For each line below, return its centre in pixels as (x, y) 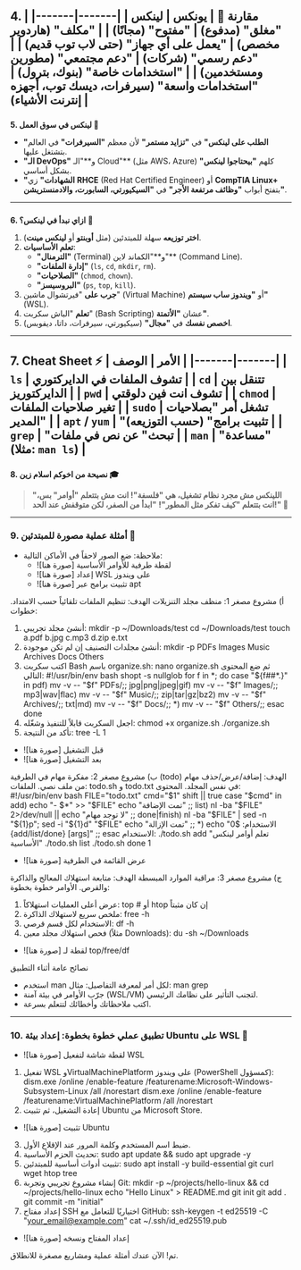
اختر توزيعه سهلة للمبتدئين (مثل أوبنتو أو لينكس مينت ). (112, 238)
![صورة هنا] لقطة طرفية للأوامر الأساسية (104, 565)
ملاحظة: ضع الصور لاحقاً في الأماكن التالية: (93, 555)
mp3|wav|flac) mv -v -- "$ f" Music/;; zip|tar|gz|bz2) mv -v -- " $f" (145, 694)
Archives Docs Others (63, 656)
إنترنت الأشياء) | (49, 101)
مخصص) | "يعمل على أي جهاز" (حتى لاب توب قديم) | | (145, 44)
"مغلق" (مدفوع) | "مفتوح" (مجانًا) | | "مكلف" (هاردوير (146, 31)
